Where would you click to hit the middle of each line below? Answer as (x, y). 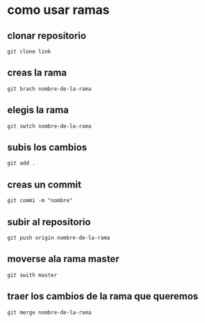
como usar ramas (58, 10)
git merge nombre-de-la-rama (49, 312)
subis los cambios (47, 148)
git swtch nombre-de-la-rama (49, 126)
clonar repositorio (47, 36)
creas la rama (37, 73)
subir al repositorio (49, 222)
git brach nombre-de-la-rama (49, 89)
